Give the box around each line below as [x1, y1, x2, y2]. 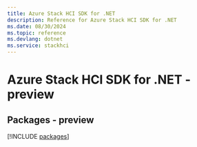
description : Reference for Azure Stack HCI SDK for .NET [7, 17, 177, 23]
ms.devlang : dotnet [7, 36, 63, 43]
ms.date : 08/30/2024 [7, 23, 67, 30]
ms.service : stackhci [7, 42, 70, 49]
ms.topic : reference [7, 29, 67, 37]
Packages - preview [7, 114, 94, 126]
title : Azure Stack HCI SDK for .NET [7, 10, 116, 17]
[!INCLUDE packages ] [7, 133, 70, 140]
